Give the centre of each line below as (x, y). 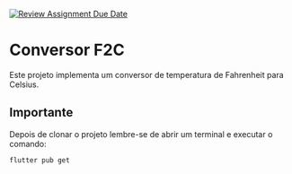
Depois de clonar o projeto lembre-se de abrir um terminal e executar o (141, 134)
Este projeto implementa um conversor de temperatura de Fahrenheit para (147, 74)
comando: (28, 144)
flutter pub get (40, 160)
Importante (41, 113)
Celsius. (24, 84)
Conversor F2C (67, 50)
